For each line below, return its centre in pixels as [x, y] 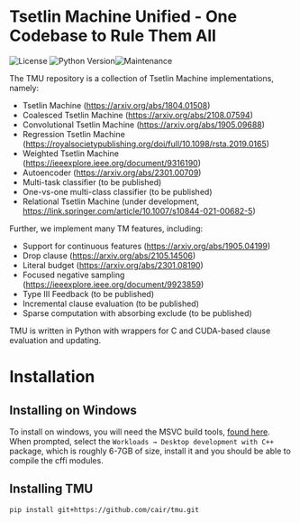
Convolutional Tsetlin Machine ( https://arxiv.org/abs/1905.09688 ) [144, 125]
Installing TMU [51, 489]
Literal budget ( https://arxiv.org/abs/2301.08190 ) [113, 265]
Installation [52, 377]
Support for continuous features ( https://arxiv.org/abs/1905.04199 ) [146, 246]
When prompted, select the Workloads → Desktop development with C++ [142, 441]
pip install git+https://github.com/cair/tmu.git [105, 509]
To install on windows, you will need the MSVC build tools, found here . [140, 432]
